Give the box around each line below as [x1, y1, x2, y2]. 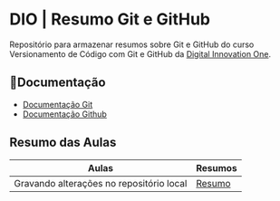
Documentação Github [22, 109, 107, 120]
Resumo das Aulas [9, 135, 117, 150]
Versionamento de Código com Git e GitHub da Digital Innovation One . [9, 48, 272, 59]
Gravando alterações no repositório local [14, 177, 188, 189]
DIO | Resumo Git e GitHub [9, 9, 211, 30]
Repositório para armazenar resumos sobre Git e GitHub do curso [9, 39, 255, 50]
